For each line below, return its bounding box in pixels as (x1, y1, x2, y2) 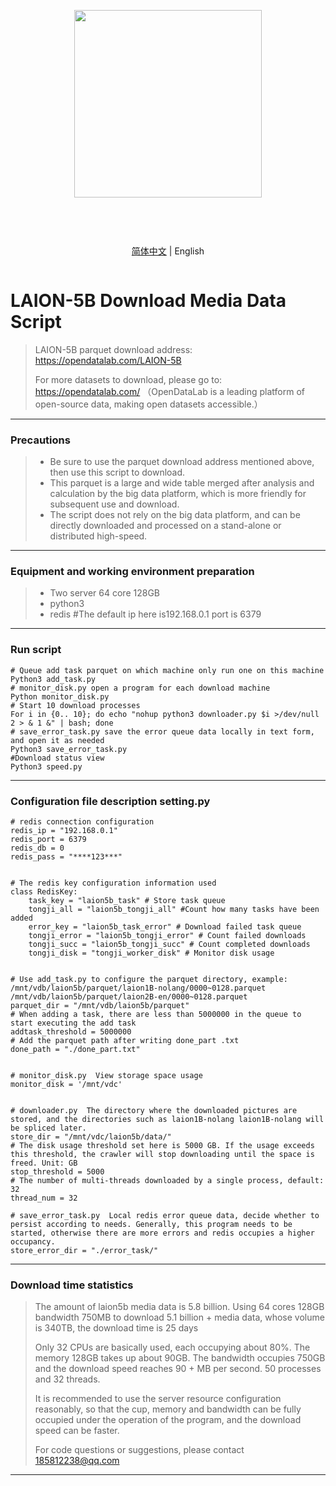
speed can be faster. (34, 1425, 120, 1437)
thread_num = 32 (10, 1193, 78, 1203)
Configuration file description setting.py (10, 794, 211, 808)
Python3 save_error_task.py (10, 744, 128, 754)
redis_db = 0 (10, 843, 65, 853)
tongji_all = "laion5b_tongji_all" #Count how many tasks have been (28, 904, 320, 914)
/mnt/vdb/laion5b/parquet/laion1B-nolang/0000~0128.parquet (10, 983, 267, 993)
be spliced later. (10, 1123, 87, 1133)
